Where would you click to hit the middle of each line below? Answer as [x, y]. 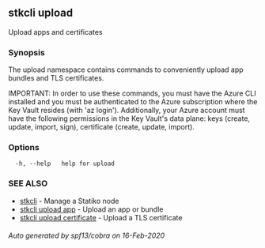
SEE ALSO [28, 183]
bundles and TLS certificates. [56, 78]
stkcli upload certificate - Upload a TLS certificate [101, 217]
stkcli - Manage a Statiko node [69, 201]
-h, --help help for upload [65, 164]
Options [24, 148]
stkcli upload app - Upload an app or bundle [91, 209]
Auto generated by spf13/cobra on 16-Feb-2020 [87, 235]
